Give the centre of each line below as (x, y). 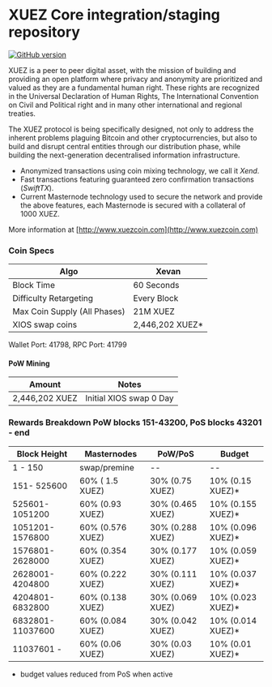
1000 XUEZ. (40, 213)
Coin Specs (32, 251)
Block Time (34, 286)
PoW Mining (29, 363)
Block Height (42, 453)
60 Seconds (156, 286)
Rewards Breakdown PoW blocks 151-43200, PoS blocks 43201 (135, 423)
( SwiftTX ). (37, 187)
